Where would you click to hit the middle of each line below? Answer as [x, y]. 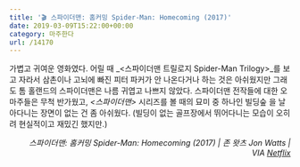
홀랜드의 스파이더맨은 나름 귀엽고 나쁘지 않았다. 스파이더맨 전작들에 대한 [153, 91]
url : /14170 [31, 42]
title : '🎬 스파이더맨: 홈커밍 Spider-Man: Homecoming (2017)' [121, 17]
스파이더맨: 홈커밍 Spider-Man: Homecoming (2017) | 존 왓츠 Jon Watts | [160, 143]
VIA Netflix [271, 153]
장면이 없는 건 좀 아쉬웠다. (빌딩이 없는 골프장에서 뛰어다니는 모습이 [157, 113]
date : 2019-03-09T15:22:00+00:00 [71, 26]
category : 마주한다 [42, 34]
